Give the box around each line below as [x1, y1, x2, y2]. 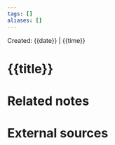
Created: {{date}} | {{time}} [7, 36, 86, 44]
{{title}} [7, 61, 54, 77]
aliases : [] [7, 17, 42, 24]
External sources [7, 125, 109, 141]
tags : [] [7, 10, 33, 18]
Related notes [7, 93, 90, 109]
